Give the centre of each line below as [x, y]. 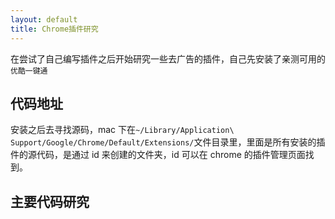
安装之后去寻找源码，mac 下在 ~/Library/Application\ [122, 130]
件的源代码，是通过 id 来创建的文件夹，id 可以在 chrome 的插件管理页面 [158, 155]
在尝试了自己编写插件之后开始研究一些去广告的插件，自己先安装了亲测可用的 [168, 58]
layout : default [44, 19]
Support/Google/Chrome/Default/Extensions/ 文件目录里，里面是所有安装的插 [168, 142]
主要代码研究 [50, 201]
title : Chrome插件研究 [54, 29]
